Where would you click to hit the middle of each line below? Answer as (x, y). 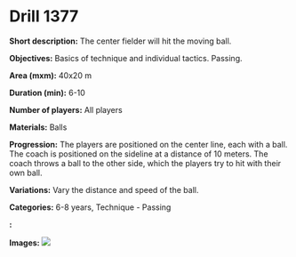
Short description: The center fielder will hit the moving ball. (120, 41)
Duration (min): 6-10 (48, 92)
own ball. (26, 173)
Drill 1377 (44, 16)
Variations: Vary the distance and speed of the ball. (104, 189)
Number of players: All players (66, 109)
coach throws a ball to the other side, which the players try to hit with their (145, 163)
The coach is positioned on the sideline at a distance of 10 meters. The (139, 154)
